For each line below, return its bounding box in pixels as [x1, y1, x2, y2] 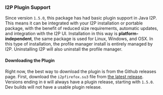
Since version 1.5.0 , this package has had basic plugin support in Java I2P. [5, 15, 157, 21]
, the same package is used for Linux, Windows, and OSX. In [31, 36, 153, 42]
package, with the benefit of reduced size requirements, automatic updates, [5, 25, 158, 31]
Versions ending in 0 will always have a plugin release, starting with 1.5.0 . [5, 79, 154, 85]
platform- [118, 31, 139, 37]
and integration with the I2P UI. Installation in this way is [5, 31, 118, 37]
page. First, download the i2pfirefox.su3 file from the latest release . [5, 73, 143, 79]
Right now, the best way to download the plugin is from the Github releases [5, 68, 157, 74]
